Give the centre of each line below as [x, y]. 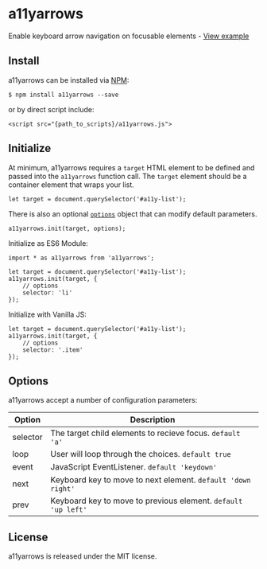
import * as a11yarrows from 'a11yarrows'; [81, 258]
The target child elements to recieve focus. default [145, 433]
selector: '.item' [53, 350]
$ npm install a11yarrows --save [64, 95]
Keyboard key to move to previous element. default [147, 501]
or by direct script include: [51, 109]
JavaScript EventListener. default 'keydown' [134, 467]
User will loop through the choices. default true [141, 454]
